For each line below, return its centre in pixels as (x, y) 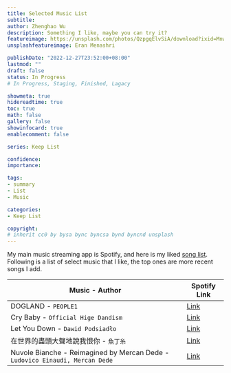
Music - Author (95, 290)
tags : (15, 178)
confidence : (24, 159)
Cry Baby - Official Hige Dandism (67, 317)
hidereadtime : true (35, 103)
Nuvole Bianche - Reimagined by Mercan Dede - (90, 353)
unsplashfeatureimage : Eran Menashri (61, 45)
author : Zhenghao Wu (37, 26)
